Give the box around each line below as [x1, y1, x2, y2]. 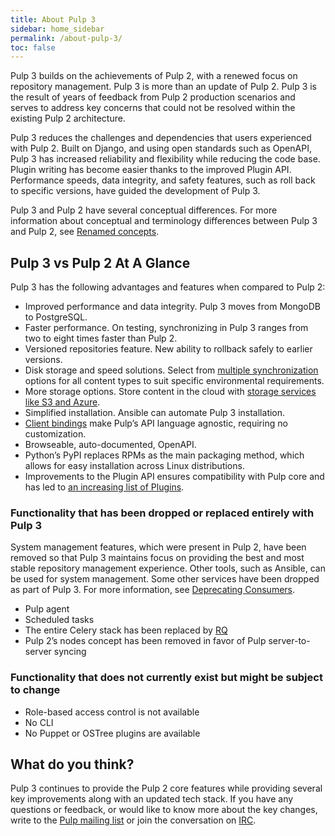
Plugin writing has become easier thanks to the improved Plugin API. [10, 164, 292, 176]
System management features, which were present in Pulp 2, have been [10, 541, 307, 553]
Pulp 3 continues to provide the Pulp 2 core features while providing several [10, 782, 323, 795]
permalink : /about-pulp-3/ [10, 33, 123, 43]
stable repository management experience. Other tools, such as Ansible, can [10, 562, 326, 575]
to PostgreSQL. [24, 311, 88, 323]
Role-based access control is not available [24, 706, 200, 718]
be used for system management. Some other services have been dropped [10, 573, 320, 585]
